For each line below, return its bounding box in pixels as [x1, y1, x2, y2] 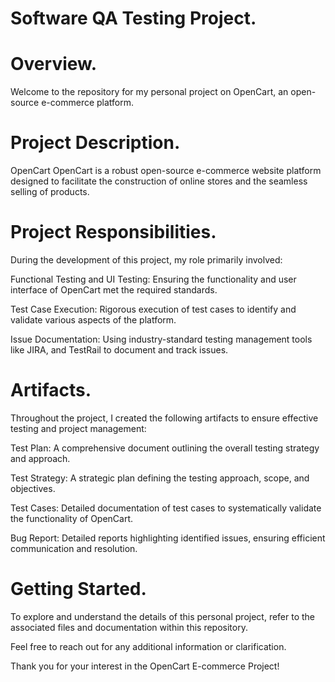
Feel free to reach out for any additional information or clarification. [10, 640, 287, 652]
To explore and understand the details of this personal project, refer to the [10, 610, 316, 622]
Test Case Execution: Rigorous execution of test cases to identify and [10, 303, 297, 315]
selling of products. [10, 186, 90, 198]
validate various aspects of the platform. [10, 314, 177, 326]
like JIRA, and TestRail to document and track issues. [10, 344, 229, 356]
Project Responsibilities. [10, 221, 217, 244]
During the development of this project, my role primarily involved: [10, 254, 283, 266]
